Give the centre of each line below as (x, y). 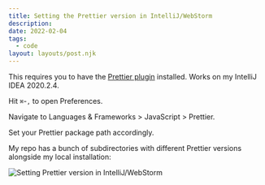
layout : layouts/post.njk (52, 54)
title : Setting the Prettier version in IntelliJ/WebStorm (111, 16)
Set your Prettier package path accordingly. (81, 132)
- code (27, 46)
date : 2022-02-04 (38, 31)
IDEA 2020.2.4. (34, 85)
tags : (17, 39)
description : (30, 24)
